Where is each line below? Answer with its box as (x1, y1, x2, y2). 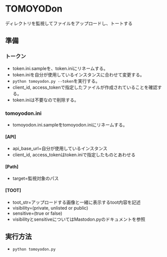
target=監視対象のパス (12, 175, 59, 181)
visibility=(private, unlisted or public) (12, 205, 89, 211)
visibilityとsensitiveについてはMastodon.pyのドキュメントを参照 (12, 216, 146, 222)
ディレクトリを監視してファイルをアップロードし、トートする (5, 20, 133, 26)
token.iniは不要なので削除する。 (12, 97, 79, 103)
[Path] (5, 163, 19, 169)
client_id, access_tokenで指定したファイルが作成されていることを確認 (12, 84, 157, 90)
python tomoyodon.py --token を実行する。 (12, 78, 101, 84)
